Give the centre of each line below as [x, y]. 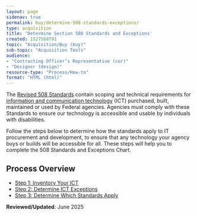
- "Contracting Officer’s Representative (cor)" [67, 61]
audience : [18, 56]
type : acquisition [29, 28]
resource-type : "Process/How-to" [47, 72]
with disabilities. [26, 120]
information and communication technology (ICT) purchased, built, [88, 101]
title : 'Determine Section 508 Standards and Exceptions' [79, 34]
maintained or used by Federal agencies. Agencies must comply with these [98, 107]
